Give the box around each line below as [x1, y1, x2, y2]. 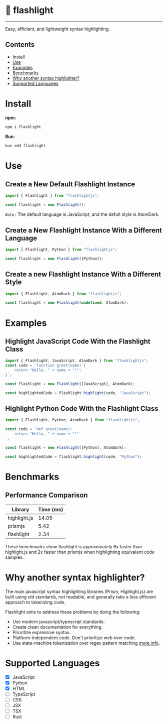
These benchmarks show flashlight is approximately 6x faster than [5, 543, 142, 549]
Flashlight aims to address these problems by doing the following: [5, 609, 141, 615]
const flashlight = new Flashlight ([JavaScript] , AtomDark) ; [5, 381, 135, 386]
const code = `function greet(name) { [5, 363, 86, 368]
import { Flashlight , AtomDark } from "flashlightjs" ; [5, 291, 122, 296]
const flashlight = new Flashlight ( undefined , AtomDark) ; [5, 300, 128, 305]
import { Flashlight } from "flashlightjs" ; [5, 193, 99, 198]
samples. [5, 554, 24, 560]
